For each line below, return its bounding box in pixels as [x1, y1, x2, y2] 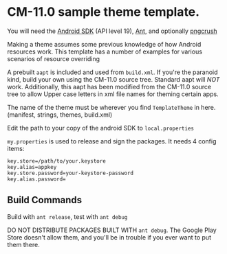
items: [7, 144, 25, 152]
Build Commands [7, 194, 83, 206]
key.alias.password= [7, 176, 67, 183]
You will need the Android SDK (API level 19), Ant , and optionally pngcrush [7, 27, 218, 35]
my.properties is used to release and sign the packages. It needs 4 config [7, 137, 217, 145]
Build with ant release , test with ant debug [7, 212, 128, 220]
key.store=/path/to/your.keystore [7, 157, 107, 165]
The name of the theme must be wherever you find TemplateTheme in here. [7, 103, 216, 111]
